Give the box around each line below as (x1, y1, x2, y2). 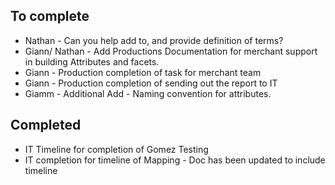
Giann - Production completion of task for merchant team (24, 66, 262, 78)
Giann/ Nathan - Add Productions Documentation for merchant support (24, 45, 318, 57)
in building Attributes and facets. (24, 55, 160, 68)
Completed (10, 117, 82, 134)
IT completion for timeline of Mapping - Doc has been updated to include (24, 154, 326, 166)
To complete (10, 8, 90, 25)
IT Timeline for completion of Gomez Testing (24, 143, 209, 155)
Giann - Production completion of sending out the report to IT (24, 77, 278, 89)
